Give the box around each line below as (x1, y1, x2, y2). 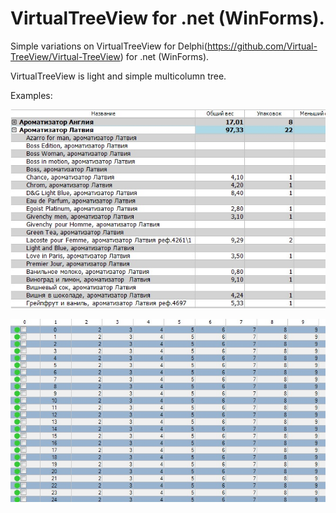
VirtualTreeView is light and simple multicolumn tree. (10, 70, 227, 82)
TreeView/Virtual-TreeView (10, 50, 121, 62)
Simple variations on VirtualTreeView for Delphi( (10, 40, 208, 52)
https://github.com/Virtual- (206, 40, 318, 52)
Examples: (10, 89, 53, 101)
